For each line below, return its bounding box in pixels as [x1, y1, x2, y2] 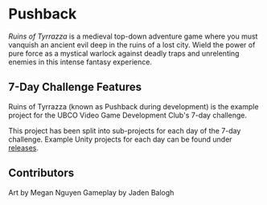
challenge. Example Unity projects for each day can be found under [8, 134, 232, 144]
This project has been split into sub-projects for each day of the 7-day [8, 125, 241, 135]
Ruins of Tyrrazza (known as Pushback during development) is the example [8, 101, 259, 111]
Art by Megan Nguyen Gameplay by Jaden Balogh [8, 187, 175, 197]
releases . [8, 142, 39, 153]
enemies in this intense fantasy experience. [8, 57, 153, 67]
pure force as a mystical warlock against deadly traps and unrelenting [8, 48, 240, 58]
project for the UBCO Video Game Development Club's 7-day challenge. [8, 110, 248, 120]
